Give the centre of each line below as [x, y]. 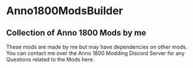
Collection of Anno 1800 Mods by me [76, 33]
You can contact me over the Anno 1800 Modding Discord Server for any [95, 53]
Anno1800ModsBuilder [65, 11]
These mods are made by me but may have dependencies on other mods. [97, 47]
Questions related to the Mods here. [50, 59]
